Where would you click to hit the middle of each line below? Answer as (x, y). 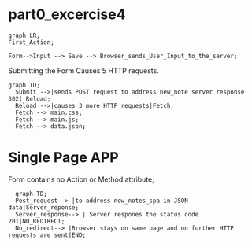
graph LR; (24, 35)
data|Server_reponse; (44, 207)
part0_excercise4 (67, 15)
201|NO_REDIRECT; (37, 221)
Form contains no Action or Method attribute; (82, 179)
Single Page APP (64, 158)
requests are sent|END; (47, 235)
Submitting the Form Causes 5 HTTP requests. (83, 70)
